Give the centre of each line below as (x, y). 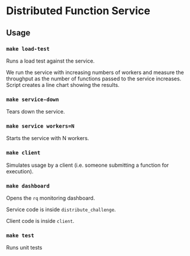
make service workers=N (41, 126)
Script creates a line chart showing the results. (63, 85)
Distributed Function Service (78, 11)
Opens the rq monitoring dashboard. (51, 198)
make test (20, 235)
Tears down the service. (36, 112)
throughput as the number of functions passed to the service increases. (94, 79)
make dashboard (28, 186)
